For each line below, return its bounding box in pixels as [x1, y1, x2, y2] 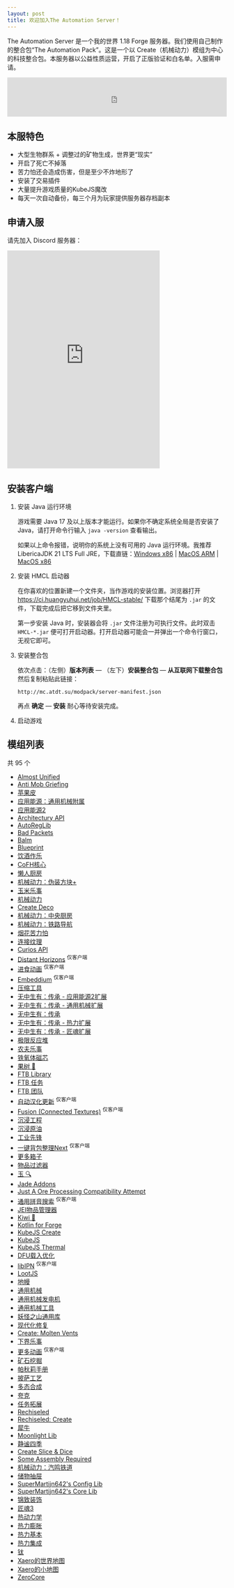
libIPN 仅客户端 [17, 1260, 57, 1270]
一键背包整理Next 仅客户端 [17, 1142, 91, 1151]
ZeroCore [17, 1573, 45, 1581]
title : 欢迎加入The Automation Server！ [7, 17, 120, 24]
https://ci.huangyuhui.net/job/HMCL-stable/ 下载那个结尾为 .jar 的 [17, 595, 210, 603]
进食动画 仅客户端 [17, 964, 65, 974]
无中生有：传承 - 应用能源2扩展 [17, 992, 107, 1001]
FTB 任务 [17, 1078, 44, 1087]
